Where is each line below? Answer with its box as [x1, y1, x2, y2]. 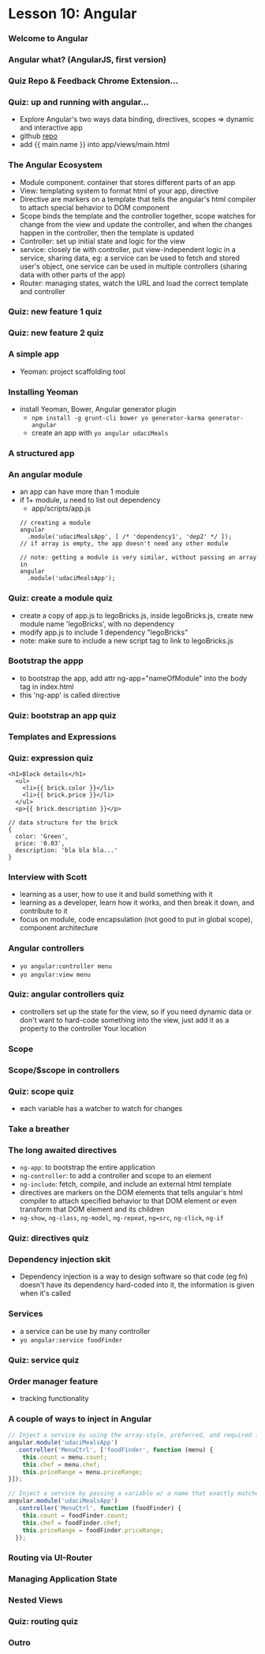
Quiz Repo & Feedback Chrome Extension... [8, 75, 179, 86]
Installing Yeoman [8, 386, 79, 397]
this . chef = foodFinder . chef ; [22, 1519, 122, 1527]
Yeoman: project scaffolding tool [19, 367, 126, 376]
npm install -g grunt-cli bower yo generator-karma [31, 414, 205, 422]
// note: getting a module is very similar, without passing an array [19, 554, 257, 562]
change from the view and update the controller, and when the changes [19, 219, 252, 229]
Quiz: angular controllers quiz [8, 989, 125, 1000]
